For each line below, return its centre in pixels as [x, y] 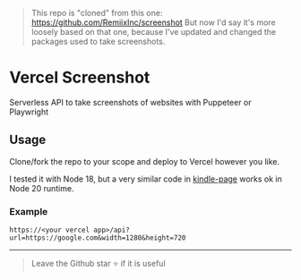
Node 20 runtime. [42, 188]
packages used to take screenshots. [98, 41]
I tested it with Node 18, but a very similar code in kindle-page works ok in [146, 179]
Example [29, 211]
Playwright [29, 112]
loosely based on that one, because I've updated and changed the [153, 32]
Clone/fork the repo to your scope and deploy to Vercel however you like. [145, 161]
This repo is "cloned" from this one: [97, 13]
